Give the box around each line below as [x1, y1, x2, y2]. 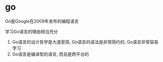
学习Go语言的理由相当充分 [5, 28, 58, 34]
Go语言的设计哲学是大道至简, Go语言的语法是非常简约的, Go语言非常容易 [12, 39, 159, 45]
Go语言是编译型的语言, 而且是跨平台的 [12, 51, 89, 57]
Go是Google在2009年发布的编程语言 [5, 18, 79, 24]
